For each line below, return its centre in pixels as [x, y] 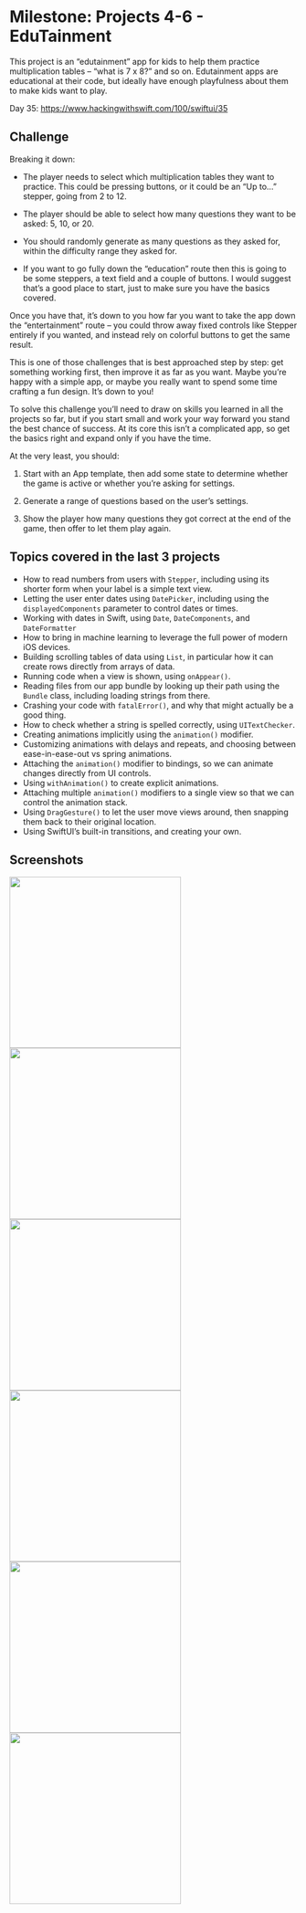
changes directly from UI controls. [87, 773]
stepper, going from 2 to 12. [74, 196]
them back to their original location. [90, 821]
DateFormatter [49, 628]
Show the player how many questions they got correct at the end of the [157, 519]
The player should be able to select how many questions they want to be [159, 214]
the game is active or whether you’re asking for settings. [129, 483]
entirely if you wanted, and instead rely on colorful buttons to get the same [150, 334]
